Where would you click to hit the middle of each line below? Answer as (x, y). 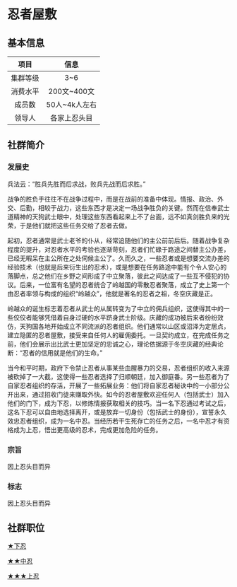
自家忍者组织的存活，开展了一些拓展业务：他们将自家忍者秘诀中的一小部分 (115, 385)
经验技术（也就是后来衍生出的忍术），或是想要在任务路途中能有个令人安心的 (117, 267)
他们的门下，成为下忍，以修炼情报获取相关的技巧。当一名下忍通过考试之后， (119, 403)
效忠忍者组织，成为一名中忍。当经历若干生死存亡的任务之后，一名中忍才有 (115, 421)
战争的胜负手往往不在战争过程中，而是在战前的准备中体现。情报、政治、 (112, 199)
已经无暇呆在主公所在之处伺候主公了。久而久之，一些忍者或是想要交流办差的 (119, 258)
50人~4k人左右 (72, 105)
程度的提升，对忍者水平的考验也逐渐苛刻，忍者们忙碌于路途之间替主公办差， (119, 249)
